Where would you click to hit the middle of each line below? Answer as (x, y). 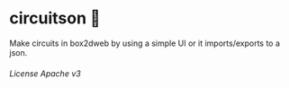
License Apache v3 (45, 73)
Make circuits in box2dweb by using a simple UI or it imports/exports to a (145, 43)
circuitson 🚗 (55, 18)
